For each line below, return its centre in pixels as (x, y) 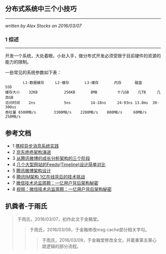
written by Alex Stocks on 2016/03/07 (43, 26)
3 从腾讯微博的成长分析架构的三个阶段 (51, 158)
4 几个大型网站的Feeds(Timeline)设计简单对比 (59, 164)
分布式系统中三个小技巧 (41, 9)
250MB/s (13, 117)
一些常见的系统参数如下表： (33, 73)
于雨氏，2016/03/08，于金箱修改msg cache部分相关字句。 (89, 229)
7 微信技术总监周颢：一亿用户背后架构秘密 (55, 183)
